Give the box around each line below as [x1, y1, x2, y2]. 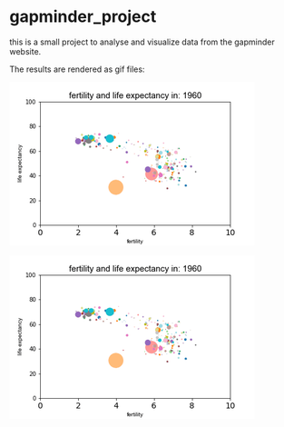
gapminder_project [9, 6, 157, 27]
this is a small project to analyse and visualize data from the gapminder [9, 36, 275, 47]
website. [9, 45, 42, 56]
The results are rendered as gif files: [9, 64, 145, 74]
